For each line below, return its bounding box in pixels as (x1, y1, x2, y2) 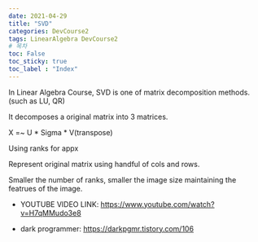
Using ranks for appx (8, 143, 79, 153)
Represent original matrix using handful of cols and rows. (8, 159, 200, 169)
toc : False (8, 50, 46, 58)
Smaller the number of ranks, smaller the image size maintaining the (8, 174, 237, 184)
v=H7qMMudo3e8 (20, 208, 81, 218)
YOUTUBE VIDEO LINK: (20, 199, 99, 209)
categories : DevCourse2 (8, 27, 90, 35)
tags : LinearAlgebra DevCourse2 (8, 34, 118, 43)
